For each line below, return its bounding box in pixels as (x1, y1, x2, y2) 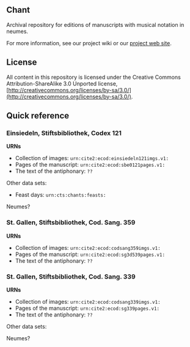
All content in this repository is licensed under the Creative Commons (6, 73, 181, 81)
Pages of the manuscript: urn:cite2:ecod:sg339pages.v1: (15, 304, 160, 312)
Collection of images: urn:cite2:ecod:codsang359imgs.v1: (15, 244, 161, 251)
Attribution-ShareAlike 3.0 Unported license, (6, 79, 118, 87)
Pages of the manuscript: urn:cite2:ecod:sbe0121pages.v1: (15, 161, 166, 169)
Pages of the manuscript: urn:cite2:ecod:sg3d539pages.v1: (15, 250, 166, 258)
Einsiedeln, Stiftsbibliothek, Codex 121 (6, 128, 122, 137)
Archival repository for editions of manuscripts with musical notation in (6, 21, 185, 28)
